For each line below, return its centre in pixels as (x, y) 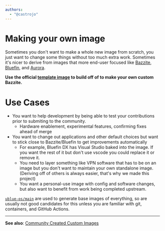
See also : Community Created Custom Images (52, 223)
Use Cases (27, 102)
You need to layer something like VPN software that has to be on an (88, 163)
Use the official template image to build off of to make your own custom (79, 77)
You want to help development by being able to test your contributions (83, 116)
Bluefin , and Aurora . (25, 68)
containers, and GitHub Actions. (37, 209)
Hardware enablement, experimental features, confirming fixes (83, 126)
